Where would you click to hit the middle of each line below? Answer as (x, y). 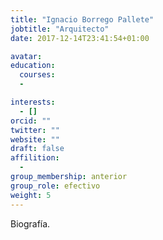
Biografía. (30, 223)
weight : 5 (31, 195)
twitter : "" (35, 130)
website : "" (35, 139)
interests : (33, 102)
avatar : (26, 56)
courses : (37, 75)
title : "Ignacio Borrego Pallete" (82, 19)
